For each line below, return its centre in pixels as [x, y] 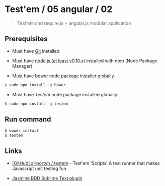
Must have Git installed [36, 51]
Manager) [22, 66]
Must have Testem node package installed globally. [65, 94]
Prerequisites [26, 39]
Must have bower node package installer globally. [63, 76]
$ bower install [22, 131]
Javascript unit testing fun [39, 168]
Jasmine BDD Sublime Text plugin [47, 178]
